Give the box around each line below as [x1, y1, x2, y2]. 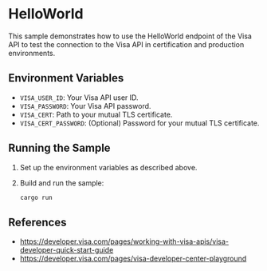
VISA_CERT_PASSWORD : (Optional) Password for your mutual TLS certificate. [19, 118, 260, 128]
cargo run [19, 193, 53, 201]
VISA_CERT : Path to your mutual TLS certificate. [19, 110, 173, 119]
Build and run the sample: [19, 177, 104, 188]
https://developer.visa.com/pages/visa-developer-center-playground [19, 253, 247, 264]
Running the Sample [8, 141, 111, 155]
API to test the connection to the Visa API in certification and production [8, 39, 245, 49]
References [8, 215, 67, 229]
